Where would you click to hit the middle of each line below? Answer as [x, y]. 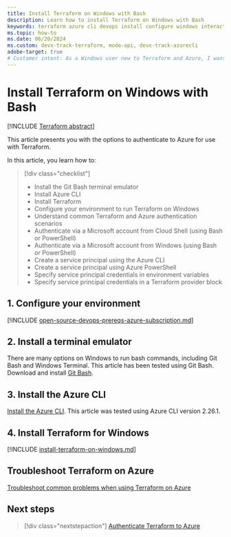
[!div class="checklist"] [57, 173]
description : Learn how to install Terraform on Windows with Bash [106, 20]
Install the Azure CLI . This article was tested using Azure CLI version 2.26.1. [114, 411]
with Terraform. [29, 147]
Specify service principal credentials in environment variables [122, 274]
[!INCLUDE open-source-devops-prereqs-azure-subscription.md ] [100, 320]
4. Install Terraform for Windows [78, 433]
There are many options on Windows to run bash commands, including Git [112, 358]
